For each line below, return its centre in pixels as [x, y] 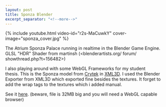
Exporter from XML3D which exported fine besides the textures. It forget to [83, 79]
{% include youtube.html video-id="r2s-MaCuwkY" [59, 33]
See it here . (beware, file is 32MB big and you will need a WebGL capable [81, 94]
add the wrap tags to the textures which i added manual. [64, 84]
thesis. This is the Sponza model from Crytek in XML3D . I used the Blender [83, 74]
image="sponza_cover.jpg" [33, 38]
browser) [15, 99]
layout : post [19, 10]
